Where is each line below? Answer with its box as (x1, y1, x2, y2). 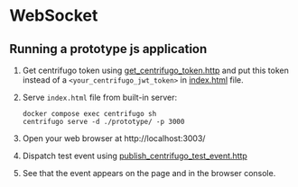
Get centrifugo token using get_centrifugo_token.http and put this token (22, 65, 289, 76)
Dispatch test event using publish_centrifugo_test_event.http (22, 150, 248, 161)
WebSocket (9, 5, 98, 26)
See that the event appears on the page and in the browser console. (22, 168, 276, 178)
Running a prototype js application (9, 41, 208, 57)
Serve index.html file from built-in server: (22, 92, 178, 102)
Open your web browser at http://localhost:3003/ (22, 133, 206, 144)
